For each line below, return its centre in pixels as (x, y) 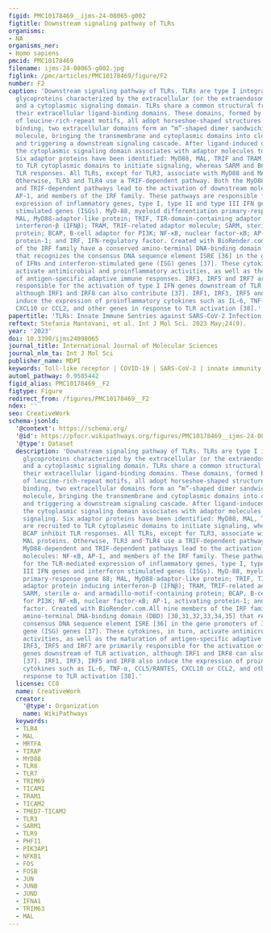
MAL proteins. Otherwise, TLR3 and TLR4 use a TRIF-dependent (129, 542)
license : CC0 (38, 684)
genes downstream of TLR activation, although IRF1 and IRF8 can (135, 654)
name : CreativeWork (48, 691)
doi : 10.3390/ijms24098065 (54, 339)
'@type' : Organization (61, 706)
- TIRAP (29, 751)
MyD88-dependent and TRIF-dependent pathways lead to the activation (142, 549)
